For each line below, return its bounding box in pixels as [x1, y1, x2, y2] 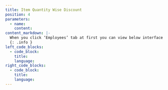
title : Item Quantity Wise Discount [5, 7, 82, 12]
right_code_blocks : [5, 63, 46, 68]
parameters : [5, 16, 30, 21]
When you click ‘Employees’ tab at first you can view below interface [10, 35, 163, 40]
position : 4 [5, 12, 30, 17]
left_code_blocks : [5, 44, 44, 49]
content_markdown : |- [5, 30, 51, 35]
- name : [10, 21, 26, 26]
